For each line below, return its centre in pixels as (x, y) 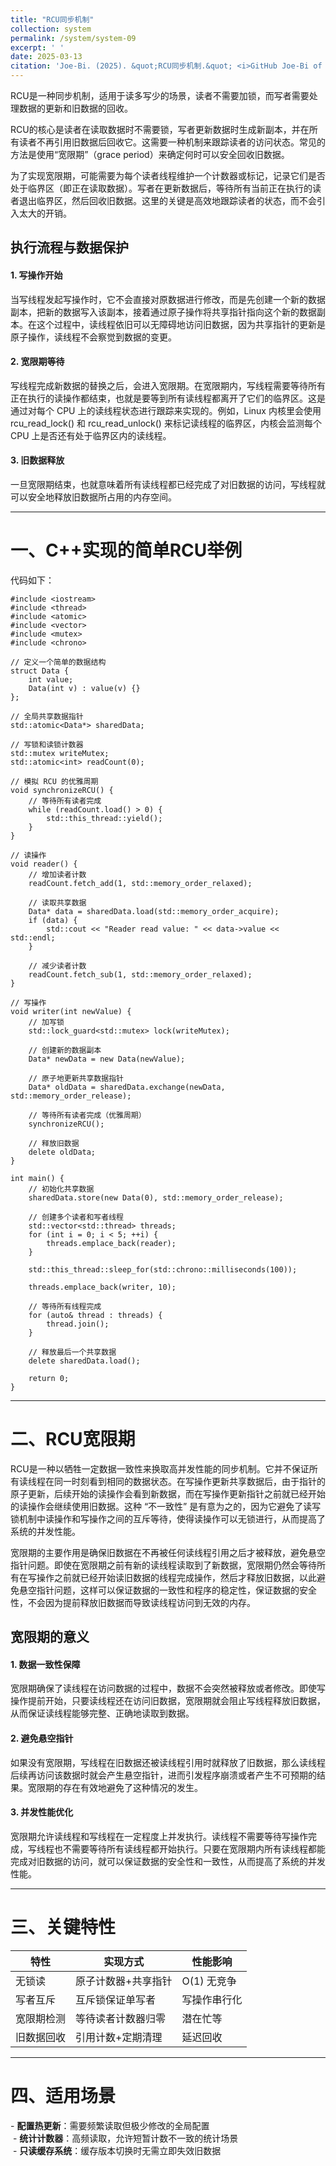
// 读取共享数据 (57, 902)
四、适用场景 (63, 2096)
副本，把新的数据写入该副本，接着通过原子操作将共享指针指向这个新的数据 (163, 312)
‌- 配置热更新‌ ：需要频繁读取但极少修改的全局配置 (110, 2125)
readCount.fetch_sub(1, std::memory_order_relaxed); (140, 974)
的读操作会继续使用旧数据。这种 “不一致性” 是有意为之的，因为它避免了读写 (166, 1506)
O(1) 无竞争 (209, 1981)
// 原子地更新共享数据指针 (76, 1078)
